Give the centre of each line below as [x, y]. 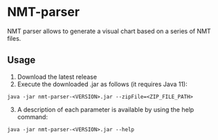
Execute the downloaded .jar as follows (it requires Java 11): [102, 84]
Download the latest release [57, 77]
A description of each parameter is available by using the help [106, 109]
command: [33, 117]
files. [14, 38]
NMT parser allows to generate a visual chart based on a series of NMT [109, 31]
